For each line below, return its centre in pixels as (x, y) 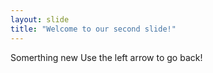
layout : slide (40, 19)
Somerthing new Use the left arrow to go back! (106, 57)
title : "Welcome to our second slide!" (93, 29)
